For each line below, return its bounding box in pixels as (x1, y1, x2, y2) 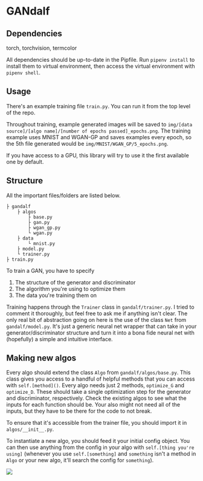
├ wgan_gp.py (28, 224, 61, 231)
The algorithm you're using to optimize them (14, 285, 126, 292)
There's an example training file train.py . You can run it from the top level (6, 102, 191, 110)
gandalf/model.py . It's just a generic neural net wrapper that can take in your (6, 322, 197, 330)
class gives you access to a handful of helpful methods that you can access (6, 375, 195, 382)
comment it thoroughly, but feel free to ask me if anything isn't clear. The (6, 310, 188, 317)
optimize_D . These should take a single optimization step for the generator (6, 388, 192, 396)
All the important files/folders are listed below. (6, 192, 121, 199)
